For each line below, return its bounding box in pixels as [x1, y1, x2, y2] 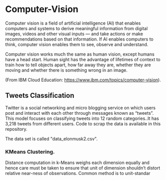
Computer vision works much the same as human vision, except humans [5, 51, 155, 57]
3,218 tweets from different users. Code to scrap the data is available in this [5, 120, 161, 126]
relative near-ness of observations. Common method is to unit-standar [5, 170, 151, 176]
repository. [5, 126, 27, 132]
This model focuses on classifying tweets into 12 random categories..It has [5, 115, 159, 121]
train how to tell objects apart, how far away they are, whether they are [5, 62, 151, 68]
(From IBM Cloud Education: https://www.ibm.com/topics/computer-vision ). [5, 77, 161, 83]
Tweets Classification [5, 91, 74, 100]
